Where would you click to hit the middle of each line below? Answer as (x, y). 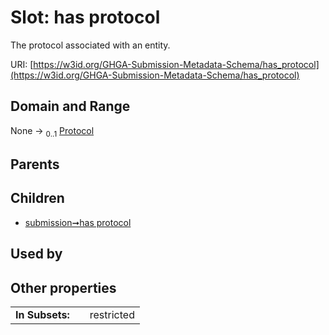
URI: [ (22, 64)
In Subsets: (42, 314)
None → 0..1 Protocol (52, 131)
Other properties (63, 287)
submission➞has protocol (78, 222)
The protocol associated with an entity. (90, 45)
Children (37, 198)
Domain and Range (70, 106)
